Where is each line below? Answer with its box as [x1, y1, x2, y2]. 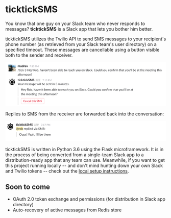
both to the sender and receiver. [5, 52, 73, 58]
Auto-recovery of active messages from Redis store [12, 207, 122, 213]
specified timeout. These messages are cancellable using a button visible [5, 46, 160, 53]
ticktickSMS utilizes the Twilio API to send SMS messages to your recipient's [5, 36, 166, 42]
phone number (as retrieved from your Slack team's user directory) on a [5, 41, 157, 47]
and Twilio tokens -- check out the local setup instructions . [5, 167, 129, 174]
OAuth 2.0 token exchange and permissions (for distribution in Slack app [12, 196, 166, 202]
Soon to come [5, 183, 50, 191]
